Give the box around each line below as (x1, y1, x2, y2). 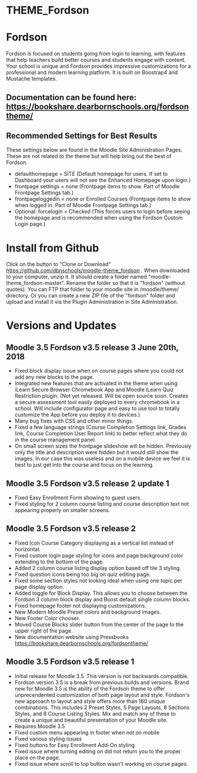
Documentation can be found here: (6, 92, 137, 102)
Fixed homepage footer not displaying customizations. (14, 602, 147, 609)
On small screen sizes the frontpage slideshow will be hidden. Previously (14, 443, 192, 450)
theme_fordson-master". (6, 280, 65, 287)
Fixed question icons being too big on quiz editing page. (14, 571, 151, 578)
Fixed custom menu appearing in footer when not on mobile (14, 729, 160, 736)
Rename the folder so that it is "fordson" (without (66, 280, 185, 287)
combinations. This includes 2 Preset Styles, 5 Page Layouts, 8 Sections (14, 703, 190, 711)
